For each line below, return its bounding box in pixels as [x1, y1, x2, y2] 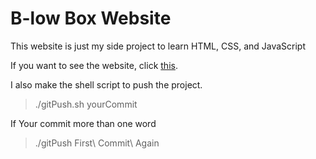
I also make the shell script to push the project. [10, 78, 203, 91]
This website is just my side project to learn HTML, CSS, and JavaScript [10, 40, 307, 52]
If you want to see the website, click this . [10, 59, 178, 71]
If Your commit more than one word [10, 117, 157, 129]
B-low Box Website [10, 7, 172, 30]
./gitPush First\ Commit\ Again [34, 137, 160, 149]
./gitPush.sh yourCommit [34, 98, 138, 110]
